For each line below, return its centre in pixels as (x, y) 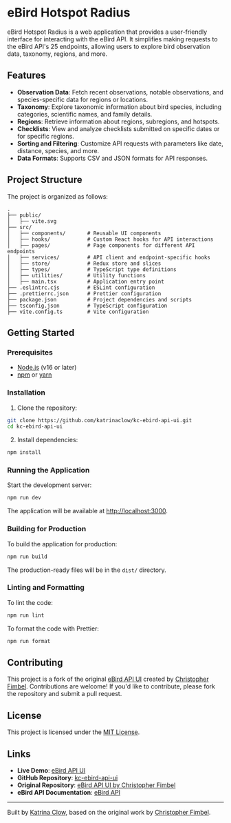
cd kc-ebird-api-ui (35, 427)
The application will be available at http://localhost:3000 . (88, 511)
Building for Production (47, 529)
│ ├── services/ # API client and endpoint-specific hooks (109, 257)
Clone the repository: (47, 408)
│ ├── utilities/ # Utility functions (77, 275)
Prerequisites (30, 352)
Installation (26, 393)
